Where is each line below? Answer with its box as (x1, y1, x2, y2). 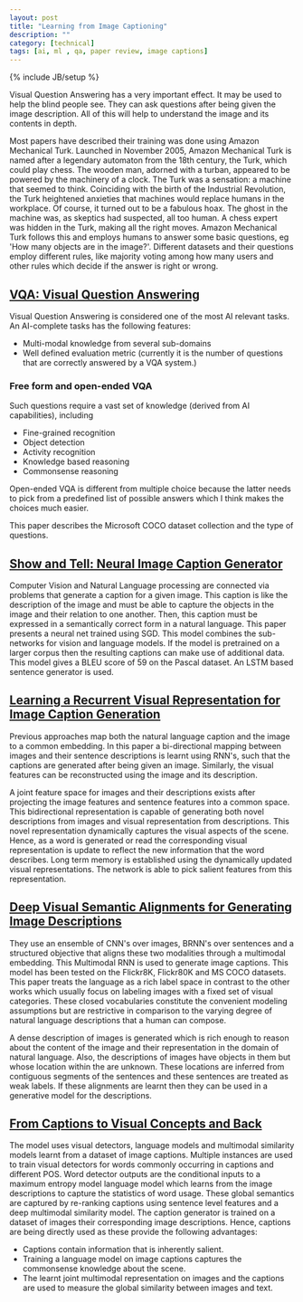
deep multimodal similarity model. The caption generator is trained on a (9, 1207, 276, 1218)
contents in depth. (9, 119, 78, 129)
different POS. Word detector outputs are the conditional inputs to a (9, 1169, 260, 1180)
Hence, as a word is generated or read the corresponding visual (9, 834, 248, 846)
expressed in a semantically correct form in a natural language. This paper (9, 619, 287, 630)
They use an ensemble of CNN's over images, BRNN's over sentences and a (9, 937, 294, 948)
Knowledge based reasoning (22, 456, 130, 467)
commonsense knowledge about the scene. (22, 1263, 186, 1274)
